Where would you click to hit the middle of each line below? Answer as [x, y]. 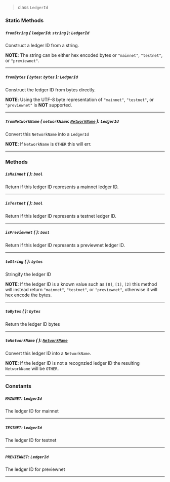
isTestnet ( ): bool [24, 203]
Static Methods [25, 20]
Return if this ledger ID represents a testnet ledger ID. [61, 216]
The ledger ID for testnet [31, 440]
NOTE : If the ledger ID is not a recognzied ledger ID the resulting [73, 363]
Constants [18, 386]
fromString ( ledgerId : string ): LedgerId [47, 32]
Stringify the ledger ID [28, 274]
